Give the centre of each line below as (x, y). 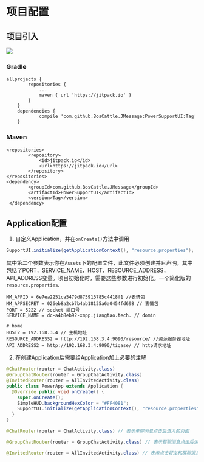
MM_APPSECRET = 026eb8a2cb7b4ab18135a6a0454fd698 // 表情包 (83, 304)
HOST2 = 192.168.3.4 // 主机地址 (47, 333)
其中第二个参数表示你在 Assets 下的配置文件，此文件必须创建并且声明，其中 (100, 263)
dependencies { (36, 111)
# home (15, 326)
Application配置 (37, 223)
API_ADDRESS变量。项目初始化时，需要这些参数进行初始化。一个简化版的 (99, 278)
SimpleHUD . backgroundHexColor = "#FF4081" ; (73, 403)
